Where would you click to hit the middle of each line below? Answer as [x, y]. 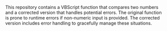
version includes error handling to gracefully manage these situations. [79, 23]
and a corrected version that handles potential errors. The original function [83, 12]
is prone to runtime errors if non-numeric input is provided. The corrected [82, 18]
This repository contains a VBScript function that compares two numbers [82, 7]
